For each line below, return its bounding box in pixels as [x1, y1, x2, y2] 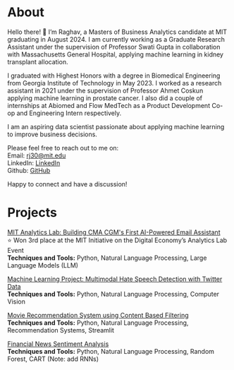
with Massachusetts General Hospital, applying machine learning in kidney [7, 50, 224, 59]
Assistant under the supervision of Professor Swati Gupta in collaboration [7, 42, 221, 51]
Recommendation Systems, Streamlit [7, 326, 115, 334]
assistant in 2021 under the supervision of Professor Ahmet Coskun [7, 86, 204, 95]
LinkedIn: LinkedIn [7, 158, 61, 167]
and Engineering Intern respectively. [16, 109, 122, 117]
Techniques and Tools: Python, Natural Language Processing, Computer [7, 290, 220, 298]
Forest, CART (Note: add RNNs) [7, 354, 99, 363]
